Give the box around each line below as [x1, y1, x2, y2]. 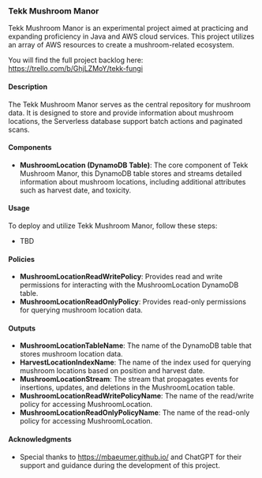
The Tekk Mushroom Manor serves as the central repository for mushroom [8, 99, 251, 109]
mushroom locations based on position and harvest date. [19, 366, 205, 375]
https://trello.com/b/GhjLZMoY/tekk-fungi [8, 64, 144, 73]
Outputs [8, 323, 36, 333]
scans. [8, 125, 30, 134]
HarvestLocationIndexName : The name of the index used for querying [19, 357, 251, 368]
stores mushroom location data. [19, 349, 124, 359]
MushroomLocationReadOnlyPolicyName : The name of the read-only [19, 408, 250, 417]
